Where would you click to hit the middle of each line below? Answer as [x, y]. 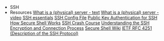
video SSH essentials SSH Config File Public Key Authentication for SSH [83, 18]
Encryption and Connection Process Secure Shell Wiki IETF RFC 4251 [81, 28]
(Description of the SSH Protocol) [44, 33]
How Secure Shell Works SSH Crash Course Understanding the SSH [80, 23]
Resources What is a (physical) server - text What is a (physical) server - [84, 12]
